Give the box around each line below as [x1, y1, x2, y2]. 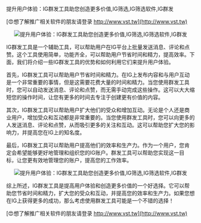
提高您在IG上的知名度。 [26, 129, 86, 136]
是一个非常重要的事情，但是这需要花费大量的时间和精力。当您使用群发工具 [6, 79, 190, 86]
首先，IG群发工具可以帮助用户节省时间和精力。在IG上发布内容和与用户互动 [6, 71, 190, 78]
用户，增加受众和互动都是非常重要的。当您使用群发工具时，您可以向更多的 [11, 114, 195, 121]
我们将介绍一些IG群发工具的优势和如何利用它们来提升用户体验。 [16, 59, 175, 65]
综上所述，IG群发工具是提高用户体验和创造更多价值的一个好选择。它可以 [6, 182, 185, 189]
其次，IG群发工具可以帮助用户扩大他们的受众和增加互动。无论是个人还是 [6, 107, 185, 113]
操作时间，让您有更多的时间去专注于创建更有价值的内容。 [22, 94, 163, 101]
